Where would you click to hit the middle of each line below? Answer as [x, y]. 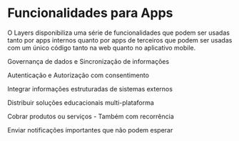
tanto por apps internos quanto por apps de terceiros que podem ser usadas [120, 40]
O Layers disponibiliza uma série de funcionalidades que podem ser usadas [119, 33]
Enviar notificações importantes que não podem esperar [90, 130]
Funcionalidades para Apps [90, 13]
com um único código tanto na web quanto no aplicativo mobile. [102, 47]
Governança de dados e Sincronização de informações [88, 61]
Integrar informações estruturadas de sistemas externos [90, 89]
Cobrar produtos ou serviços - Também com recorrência [91, 116]
